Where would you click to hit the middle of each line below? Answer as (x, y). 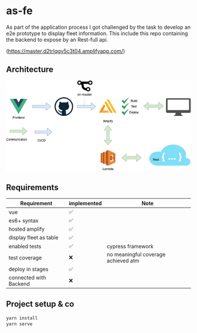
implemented (85, 203)
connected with (27, 277)
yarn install (22, 318)
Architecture (30, 70)
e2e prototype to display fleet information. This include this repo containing (97, 33)
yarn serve (19, 324)
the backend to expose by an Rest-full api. (57, 39)
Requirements (32, 187)
